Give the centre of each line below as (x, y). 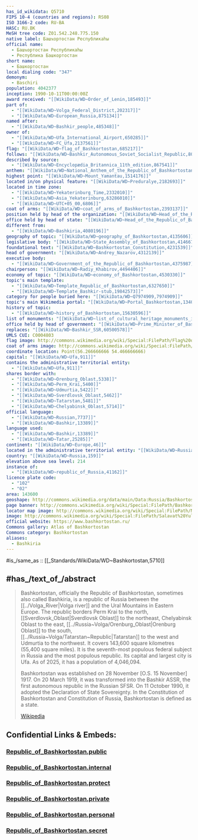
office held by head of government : (51, 324)
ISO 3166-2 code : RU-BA (35, 22)
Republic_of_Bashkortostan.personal (60, 815)
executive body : (26, 258)
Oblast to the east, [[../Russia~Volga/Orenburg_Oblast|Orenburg (98, 624)
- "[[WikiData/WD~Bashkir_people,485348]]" (65, 127)
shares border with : (32, 373)
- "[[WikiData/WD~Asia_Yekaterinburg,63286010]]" (73, 198)
